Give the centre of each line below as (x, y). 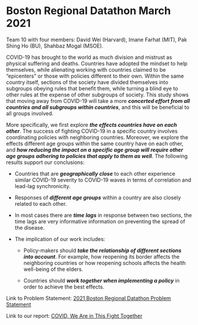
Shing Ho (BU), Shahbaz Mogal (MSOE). (55, 46)
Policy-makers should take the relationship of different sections (102, 250)
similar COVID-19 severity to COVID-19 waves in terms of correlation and (103, 180)
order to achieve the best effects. (64, 287)
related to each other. (41, 203)
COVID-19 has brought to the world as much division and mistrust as (89, 57)
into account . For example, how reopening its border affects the (101, 256)
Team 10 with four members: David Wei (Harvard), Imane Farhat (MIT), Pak (97, 39)
